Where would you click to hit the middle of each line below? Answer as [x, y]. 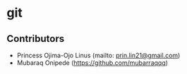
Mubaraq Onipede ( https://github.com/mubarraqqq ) [92, 63]
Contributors [36, 39]
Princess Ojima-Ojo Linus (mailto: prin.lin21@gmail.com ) [98, 55]
